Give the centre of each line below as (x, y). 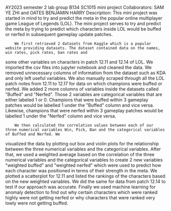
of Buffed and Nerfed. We (33, 134)
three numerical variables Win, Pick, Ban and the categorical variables (85, 130)
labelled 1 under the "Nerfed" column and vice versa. (61, 116)
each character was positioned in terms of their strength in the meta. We (81, 171)
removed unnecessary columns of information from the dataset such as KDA (85, 73)
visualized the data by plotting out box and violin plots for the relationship (82, 144)
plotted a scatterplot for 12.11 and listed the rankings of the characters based (85, 176)
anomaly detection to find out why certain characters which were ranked (81, 192)
